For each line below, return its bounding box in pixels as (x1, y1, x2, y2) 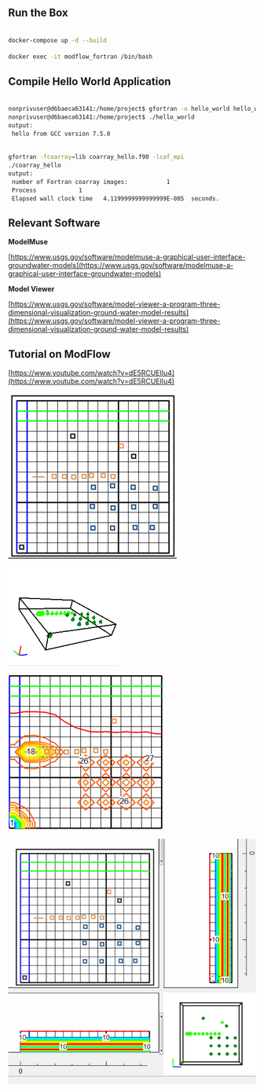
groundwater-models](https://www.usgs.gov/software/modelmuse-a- (8, 261, 234, 270)
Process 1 (11, 186, 82, 194)
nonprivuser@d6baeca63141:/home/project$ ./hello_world (8, 113, 195, 121)
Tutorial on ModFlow (8, 347, 112, 361)
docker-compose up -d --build (8, 36, 108, 44)
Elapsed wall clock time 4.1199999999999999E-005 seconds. (11, 194, 220, 203)
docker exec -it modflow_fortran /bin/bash (8, 53, 153, 61)
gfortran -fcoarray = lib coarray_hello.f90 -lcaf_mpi (8, 153, 185, 161)
